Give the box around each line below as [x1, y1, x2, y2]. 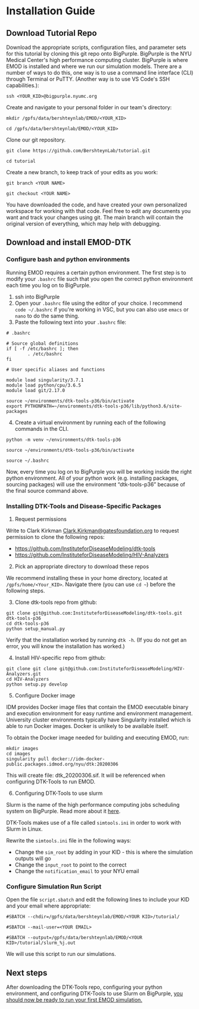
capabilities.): [6, 82, 40, 89]
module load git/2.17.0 [6, 387, 66, 393]
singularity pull [6, 756, 49, 762]
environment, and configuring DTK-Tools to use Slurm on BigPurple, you [6, 990, 183, 997]
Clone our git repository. [6, 136, 66, 143]
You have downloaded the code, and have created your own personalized [6, 201, 188, 208]
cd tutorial [6, 158, 36, 164]
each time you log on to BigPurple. [6, 282, 91, 289]
